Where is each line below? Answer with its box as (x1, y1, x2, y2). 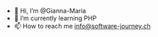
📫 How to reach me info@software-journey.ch (13, 22, 151, 30)
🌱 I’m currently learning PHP (13, 14, 97, 22)
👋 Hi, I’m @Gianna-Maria (13, 7, 86, 15)
